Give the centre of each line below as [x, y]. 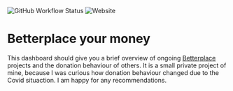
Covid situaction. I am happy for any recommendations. [87, 80]
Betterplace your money [79, 39]
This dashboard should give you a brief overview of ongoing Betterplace [112, 58]
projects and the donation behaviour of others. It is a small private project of [117, 65]
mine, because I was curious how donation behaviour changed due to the [113, 72]
